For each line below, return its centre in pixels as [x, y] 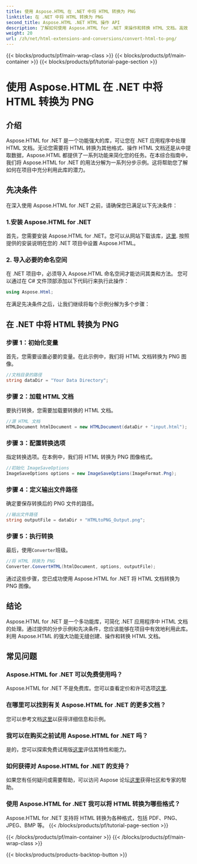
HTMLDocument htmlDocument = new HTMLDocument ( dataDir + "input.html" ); [97, 427]
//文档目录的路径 [24, 375]
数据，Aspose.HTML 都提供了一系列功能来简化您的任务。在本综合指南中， [101, 155]
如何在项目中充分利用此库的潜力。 [47, 170]
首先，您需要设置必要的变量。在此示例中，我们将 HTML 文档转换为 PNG [93, 356]
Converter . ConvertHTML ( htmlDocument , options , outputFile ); [81, 567]
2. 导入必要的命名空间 [37, 260]
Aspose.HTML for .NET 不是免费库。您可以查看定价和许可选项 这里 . [87, 688]
